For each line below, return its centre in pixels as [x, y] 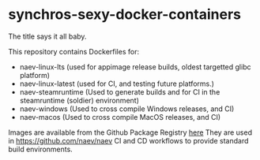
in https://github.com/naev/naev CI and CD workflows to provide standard [128, 140]
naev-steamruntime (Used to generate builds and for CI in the [120, 91]
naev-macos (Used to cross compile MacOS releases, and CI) [120, 117]
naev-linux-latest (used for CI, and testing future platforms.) [117, 84]
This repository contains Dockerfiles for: [74, 51]
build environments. [40, 149]
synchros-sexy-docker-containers [125, 15]
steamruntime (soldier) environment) [79, 100]
